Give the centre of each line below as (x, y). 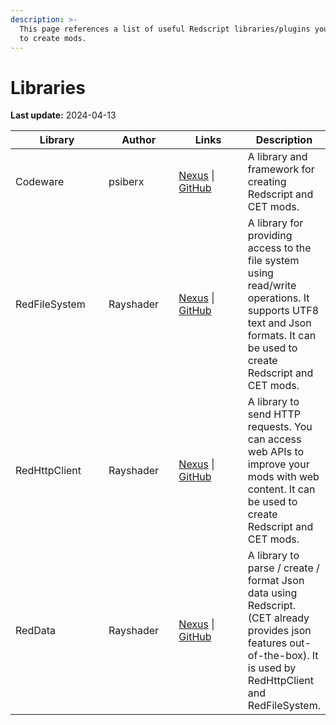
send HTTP (274, 414)
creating (267, 182)
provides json (279, 631)
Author (139, 140)
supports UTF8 (283, 311)
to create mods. (53, 38)
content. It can (281, 489)
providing (270, 236)
